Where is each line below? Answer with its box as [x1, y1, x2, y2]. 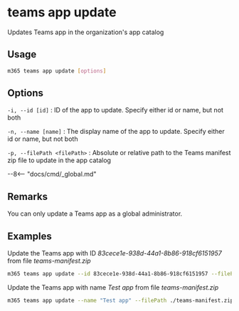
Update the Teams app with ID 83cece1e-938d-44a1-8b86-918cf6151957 [7, 249, 222, 258]
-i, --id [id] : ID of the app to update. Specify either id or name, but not [7, 106, 224, 115]
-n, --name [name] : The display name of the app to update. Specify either [7, 127, 225, 136]
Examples [7, 230, 52, 242]
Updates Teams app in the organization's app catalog [7, 28, 164, 36]
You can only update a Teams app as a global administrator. [7, 209, 183, 218]
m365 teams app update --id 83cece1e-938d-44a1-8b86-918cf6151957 [7, 270, 208, 278]
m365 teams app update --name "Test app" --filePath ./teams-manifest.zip [7, 297, 234, 304]
